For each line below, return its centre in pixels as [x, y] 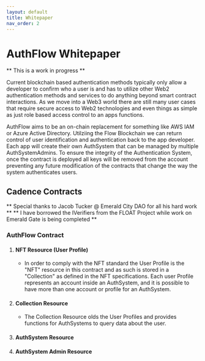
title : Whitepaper [30, 18]
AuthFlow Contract [35, 235]
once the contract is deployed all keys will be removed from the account [97, 159]
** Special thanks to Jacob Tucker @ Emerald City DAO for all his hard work [102, 206]
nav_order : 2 [23, 23]
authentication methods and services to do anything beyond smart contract [102, 95]
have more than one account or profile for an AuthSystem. [98, 289]
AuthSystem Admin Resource [54, 351]
